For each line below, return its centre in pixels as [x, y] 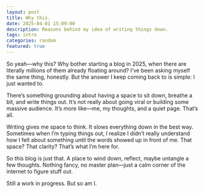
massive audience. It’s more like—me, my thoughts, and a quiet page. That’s [102, 108]
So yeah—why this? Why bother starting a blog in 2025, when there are [96, 64]
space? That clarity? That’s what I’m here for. [63, 146]
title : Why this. [28, 18]
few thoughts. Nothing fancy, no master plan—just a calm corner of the [96, 165]
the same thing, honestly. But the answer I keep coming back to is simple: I [100, 77]
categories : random [31, 41]
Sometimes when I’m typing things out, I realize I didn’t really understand [98, 133]
